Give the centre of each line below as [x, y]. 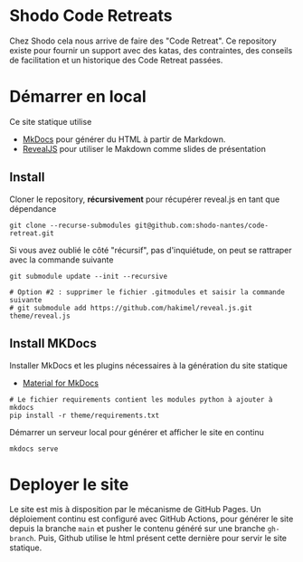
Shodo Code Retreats [91, 16]
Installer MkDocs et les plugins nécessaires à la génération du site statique [148, 365]
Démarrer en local [78, 97]
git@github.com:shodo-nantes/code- [202, 225]
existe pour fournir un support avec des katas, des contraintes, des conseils [151, 50]
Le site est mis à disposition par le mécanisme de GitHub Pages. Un [135, 510]
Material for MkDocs [61, 383]
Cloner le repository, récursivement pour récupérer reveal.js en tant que [145, 199]
